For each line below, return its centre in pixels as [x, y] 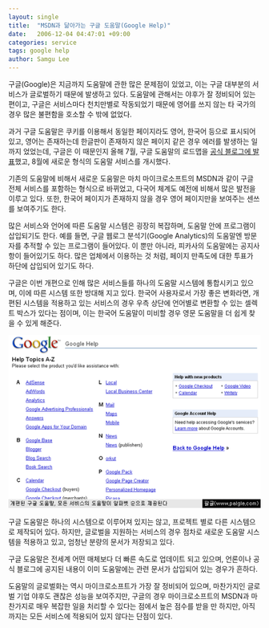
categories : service [43, 43]
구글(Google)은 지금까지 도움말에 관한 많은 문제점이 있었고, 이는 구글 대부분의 [129, 84]
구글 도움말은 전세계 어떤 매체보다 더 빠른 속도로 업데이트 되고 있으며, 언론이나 [130, 559]
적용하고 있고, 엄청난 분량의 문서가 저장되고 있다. [98, 542]
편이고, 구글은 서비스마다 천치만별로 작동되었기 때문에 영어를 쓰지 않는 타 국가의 [132, 104]
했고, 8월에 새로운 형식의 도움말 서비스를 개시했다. [92, 161]
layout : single [34, 17]
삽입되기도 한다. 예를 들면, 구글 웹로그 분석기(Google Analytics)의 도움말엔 [125, 236]
